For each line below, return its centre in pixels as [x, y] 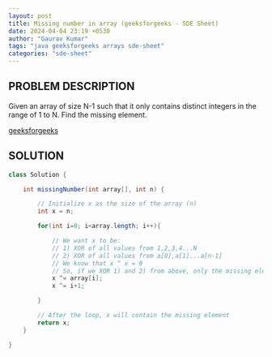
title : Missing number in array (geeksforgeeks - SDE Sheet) [114, 24]
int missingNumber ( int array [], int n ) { [93, 189]
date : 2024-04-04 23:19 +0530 [59, 31]
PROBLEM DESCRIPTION [72, 86]
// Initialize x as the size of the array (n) [117, 204]
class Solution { [38, 174]
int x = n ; [56, 212]
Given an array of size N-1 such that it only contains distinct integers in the [132, 105]
